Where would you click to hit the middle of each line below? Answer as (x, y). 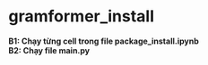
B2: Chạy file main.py (49, 50)
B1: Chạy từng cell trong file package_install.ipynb (104, 41)
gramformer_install (81, 16)
